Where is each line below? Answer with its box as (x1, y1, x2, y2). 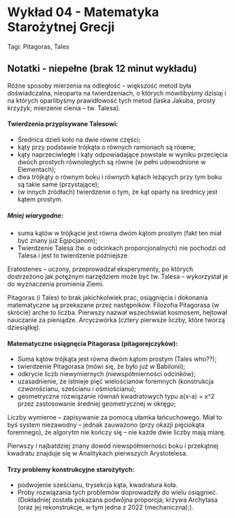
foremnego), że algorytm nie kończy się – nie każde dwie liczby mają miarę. (7, 428, 226, 437)
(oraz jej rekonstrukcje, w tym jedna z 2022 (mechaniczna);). (17, 503, 194, 512)
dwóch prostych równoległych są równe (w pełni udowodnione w (17, 157, 206, 166)
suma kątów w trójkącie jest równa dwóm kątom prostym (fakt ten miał (17, 229, 222, 237)
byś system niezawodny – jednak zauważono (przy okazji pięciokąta (7, 420, 205, 429)
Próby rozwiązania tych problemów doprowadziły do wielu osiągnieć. (17, 489, 218, 497)
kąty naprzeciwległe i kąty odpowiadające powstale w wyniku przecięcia (17, 150, 228, 159)
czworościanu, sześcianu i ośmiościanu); (17, 385, 137, 393)
